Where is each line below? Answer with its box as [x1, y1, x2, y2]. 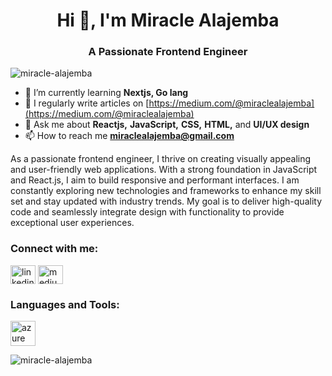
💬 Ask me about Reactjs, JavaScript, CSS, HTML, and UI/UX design [24, 119, 310, 131]
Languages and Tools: [10, 297, 120, 311]
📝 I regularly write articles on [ [24, 97, 150, 109]
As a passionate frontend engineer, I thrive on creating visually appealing [10, 153, 312, 165]
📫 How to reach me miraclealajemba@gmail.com [24, 130, 235, 142]
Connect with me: [10, 242, 99, 256]
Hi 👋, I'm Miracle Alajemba [56, 9, 280, 32]
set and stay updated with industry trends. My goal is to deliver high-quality [10, 195, 323, 208]
